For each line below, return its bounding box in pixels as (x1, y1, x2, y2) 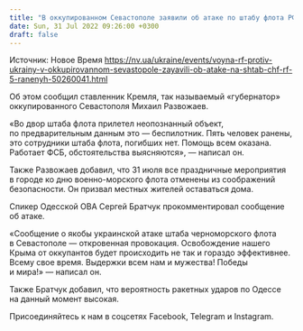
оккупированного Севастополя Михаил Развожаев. (9, 101, 209, 112)
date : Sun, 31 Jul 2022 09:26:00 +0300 (9, 22, 160, 31)
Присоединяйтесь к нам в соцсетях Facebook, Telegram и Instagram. (9, 311, 274, 322)
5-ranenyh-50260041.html (9, 74, 108, 85)
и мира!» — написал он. (9, 267, 102, 278)
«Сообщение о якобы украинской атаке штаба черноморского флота (9, 228, 277, 239)
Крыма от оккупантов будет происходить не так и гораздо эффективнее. (9, 247, 291, 258)
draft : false (9, 30, 59, 39)
